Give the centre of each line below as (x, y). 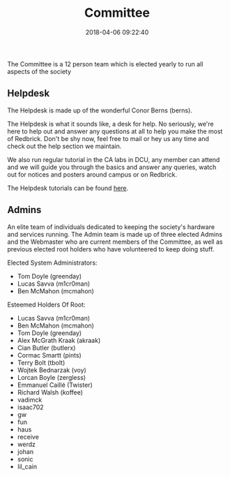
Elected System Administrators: (52, 263)
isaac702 (30, 407)
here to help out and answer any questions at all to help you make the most (115, 131)
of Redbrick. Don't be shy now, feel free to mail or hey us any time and (108, 138)
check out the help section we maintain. (64, 146)
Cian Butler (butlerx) (46, 348)
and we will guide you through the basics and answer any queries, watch (112, 167)
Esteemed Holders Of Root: (46, 304)
